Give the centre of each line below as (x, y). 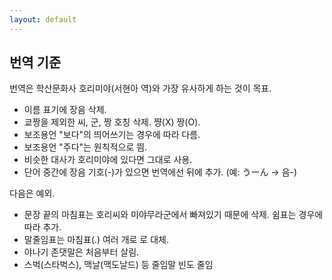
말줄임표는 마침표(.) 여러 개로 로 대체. (96, 240)
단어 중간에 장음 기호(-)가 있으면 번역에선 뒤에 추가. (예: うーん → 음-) (160, 172)
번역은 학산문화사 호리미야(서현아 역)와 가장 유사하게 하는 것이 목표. (140, 88)
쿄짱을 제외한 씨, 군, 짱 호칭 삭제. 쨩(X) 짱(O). (112, 122)
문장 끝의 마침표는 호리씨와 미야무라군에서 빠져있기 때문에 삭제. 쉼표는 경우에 (173, 215)
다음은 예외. (32, 193)
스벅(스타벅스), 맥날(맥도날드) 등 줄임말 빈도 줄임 (118, 265)
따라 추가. (42, 227)
